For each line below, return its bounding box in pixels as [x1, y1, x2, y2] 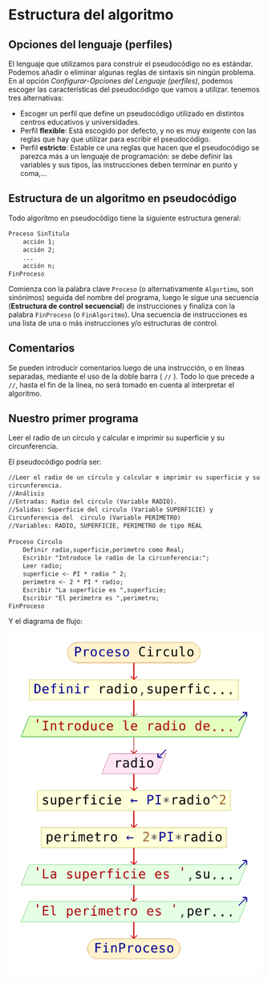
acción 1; [22, 237, 56, 246]
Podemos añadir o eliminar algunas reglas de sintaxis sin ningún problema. [8, 68, 256, 77]
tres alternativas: [8, 93, 64, 102]
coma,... [19, 169, 47, 178]
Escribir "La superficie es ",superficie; [22, 586, 167, 594]
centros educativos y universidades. [19, 117, 140, 126]
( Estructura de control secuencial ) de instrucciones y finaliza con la [8, 301, 235, 310]
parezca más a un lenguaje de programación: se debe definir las [19, 151, 233, 161]
